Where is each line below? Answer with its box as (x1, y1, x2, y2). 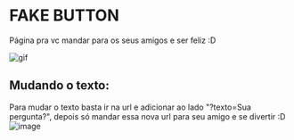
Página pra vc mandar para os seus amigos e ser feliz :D (9, 35, 216, 45)
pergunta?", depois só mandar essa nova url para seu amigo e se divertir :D (9, 111, 286, 121)
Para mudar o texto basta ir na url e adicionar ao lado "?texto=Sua (9, 102, 252, 112)
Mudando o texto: (9, 78, 110, 94)
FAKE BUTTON (9, 5, 119, 26)
